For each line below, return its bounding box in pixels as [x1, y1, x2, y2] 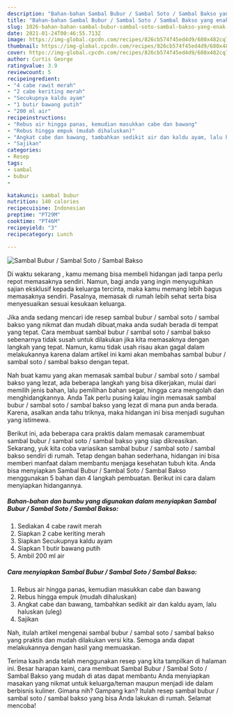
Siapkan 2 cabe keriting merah [17, 529, 106, 538]
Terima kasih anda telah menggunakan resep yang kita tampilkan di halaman [7, 657, 226, 665]
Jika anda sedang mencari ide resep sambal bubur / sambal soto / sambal [7, 312, 219, 322]
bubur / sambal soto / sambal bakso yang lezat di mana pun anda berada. [7, 400, 219, 409]
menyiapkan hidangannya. [7, 481, 83, 489]
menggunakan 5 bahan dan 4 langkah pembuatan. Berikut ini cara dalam [7, 473, 216, 482]
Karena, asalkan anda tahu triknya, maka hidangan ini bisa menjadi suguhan [7, 408, 225, 417]
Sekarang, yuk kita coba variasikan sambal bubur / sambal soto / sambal [7, 444, 216, 452]
